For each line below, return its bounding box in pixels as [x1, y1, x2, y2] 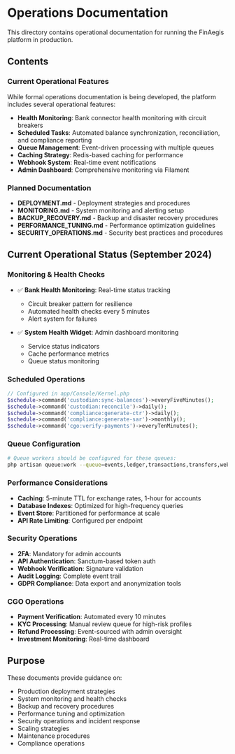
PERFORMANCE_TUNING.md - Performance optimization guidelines [17, 221, 215, 229]
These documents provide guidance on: [7, 673, 122, 682]
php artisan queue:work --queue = [7, 461, 105, 469]
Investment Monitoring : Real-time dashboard [17, 635, 150, 644]
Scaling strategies [17, 724, 70, 732]
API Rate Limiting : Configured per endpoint [17, 516, 143, 525]
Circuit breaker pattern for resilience [27, 299, 133, 308]
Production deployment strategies [17, 687, 115, 695]
